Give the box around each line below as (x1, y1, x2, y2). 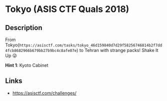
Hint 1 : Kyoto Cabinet (5, 62, 49, 68)
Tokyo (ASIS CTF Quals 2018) (5, 3, 130, 15)
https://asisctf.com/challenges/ (12, 90, 77, 96)
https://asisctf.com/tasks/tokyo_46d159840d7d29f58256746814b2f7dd (19, 43, 163, 48)
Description (5, 23, 42, 32)
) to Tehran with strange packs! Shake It (76, 47, 159, 53)
